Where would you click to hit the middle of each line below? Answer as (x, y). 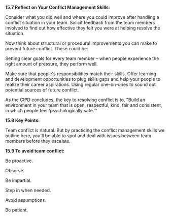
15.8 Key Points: (23, 120)
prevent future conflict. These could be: (47, 49)
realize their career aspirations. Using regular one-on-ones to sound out (81, 84)
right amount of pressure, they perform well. (52, 64)
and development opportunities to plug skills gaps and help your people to (83, 79)
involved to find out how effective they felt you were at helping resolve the (83, 28)
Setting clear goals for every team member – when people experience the (82, 58)
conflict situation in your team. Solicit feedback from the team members (80, 23)
